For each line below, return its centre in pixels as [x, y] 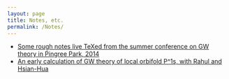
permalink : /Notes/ [36, 27]
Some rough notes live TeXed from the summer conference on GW [113, 47]
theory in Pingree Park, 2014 [58, 54]
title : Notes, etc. [36, 20]
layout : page [26, 14]
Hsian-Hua [33, 69]
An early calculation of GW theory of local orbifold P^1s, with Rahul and [119, 62]
